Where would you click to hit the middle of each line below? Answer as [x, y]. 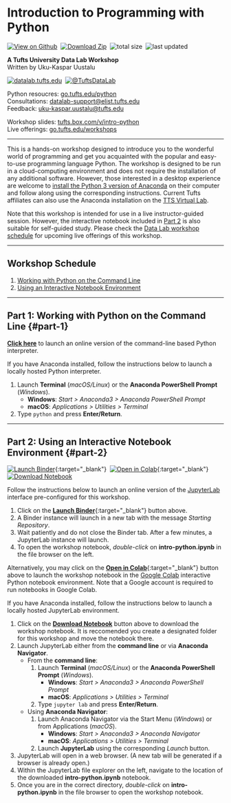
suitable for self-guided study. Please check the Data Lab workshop [103, 228]
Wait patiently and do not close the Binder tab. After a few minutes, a [114, 533]
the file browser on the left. [55, 555]
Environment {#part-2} [57, 453]
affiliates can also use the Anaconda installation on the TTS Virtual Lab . [108, 200]
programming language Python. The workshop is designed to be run [124, 163]
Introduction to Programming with [106, 13]
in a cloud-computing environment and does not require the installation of [112, 171]
